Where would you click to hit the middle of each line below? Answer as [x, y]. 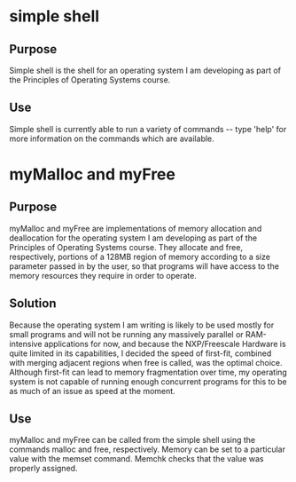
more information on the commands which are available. [112, 138]
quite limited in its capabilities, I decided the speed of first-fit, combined [140, 353]
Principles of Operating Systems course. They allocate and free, [126, 247]
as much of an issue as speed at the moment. [92, 391]
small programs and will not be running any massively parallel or [126, 334]
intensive [26, 344]
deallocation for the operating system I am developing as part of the [133, 238]
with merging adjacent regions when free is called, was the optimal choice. [146, 362]
